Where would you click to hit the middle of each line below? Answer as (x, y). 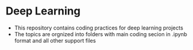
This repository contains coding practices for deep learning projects (99, 28)
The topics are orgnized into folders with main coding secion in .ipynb (101, 34)
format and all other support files (55, 40)
